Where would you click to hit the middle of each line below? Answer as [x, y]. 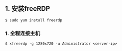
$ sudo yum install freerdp [34, 20]
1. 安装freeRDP [28, 9]
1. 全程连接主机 [23, 33]
